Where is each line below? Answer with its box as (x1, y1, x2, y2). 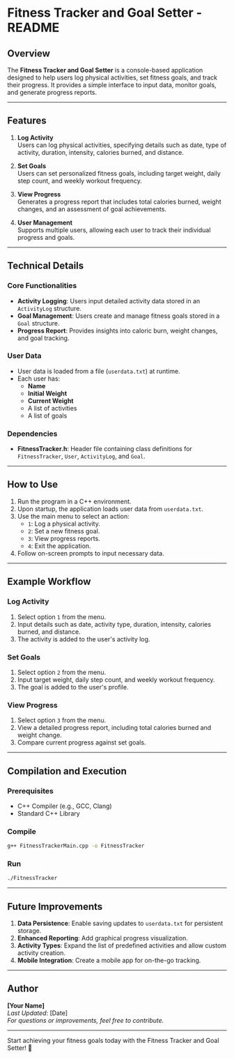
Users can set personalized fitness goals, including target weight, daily (17, 169, 221, 177)
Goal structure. (17, 319, 60, 327)
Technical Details (7, 260, 84, 272)
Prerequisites (7, 786, 54, 795)
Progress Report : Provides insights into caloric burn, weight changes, (17, 326, 218, 335)
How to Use (7, 479, 58, 491)
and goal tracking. (17, 333, 70, 342)
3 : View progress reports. (27, 534, 101, 542)
